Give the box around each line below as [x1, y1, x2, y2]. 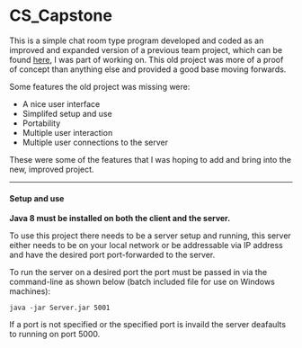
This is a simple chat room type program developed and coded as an [9, 35, 264, 46]
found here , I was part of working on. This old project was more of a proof [9, 54, 284, 65]
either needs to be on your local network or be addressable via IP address [9, 240, 283, 251]
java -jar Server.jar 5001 [9, 303, 111, 313]
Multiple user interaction [22, 127, 113, 138]
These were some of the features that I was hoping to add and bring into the [9, 154, 292, 165]
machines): [9, 286, 51, 297]
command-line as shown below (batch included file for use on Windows [9, 276, 276, 288]
